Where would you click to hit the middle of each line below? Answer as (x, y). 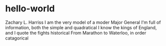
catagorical (17, 38)
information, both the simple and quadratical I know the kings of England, (81, 27)
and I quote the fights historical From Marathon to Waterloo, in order (76, 33)
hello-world (30, 9)
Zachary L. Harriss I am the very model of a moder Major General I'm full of (83, 22)
